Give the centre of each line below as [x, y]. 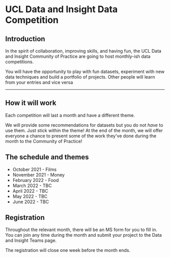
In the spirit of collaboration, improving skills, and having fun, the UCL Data [83, 51]
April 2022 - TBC [30, 191]
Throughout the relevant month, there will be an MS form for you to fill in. [81, 230]
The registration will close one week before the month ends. [68, 250]
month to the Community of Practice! [44, 141]
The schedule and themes [47, 157]
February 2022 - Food [36, 180]
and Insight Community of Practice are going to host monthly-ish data [78, 56]
